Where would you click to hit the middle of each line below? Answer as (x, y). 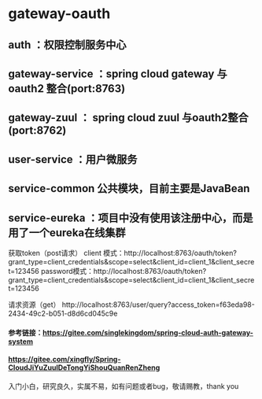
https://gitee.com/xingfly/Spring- (65, 360)
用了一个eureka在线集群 (67, 233)
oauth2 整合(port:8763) (67, 89)
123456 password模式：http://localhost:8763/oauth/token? (111, 271)
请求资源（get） (34, 305)
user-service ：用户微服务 (73, 159)
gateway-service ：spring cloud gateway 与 (118, 74)
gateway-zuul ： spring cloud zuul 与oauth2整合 (129, 118)
